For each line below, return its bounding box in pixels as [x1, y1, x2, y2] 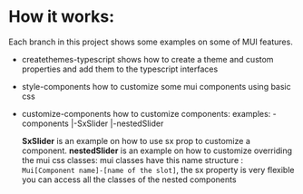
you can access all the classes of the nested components [21, 174, 237, 185]
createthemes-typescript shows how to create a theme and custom [21, 53, 274, 64]
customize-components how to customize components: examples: [21, 108, 271, 119]
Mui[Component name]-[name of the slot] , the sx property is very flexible [21, 164, 295, 175]
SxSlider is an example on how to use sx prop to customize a [21, 135, 250, 146]
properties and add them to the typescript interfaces [21, 63, 219, 74]
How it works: [8, 6, 115, 27]
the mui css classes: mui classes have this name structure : [21, 154, 244, 165]
